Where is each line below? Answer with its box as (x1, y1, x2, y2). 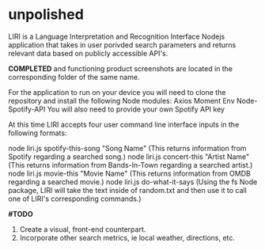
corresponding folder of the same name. (8, 72, 140, 81)
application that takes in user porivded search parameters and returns (8, 40, 237, 49)
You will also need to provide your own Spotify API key (47, 104, 225, 114)
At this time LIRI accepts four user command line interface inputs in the (8, 119, 240, 129)
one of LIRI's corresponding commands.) (8, 194, 142, 203)
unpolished (8, 6, 85, 24)
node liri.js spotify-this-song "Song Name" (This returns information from (8, 143, 247, 153)
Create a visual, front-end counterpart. (19, 224, 146, 234)
